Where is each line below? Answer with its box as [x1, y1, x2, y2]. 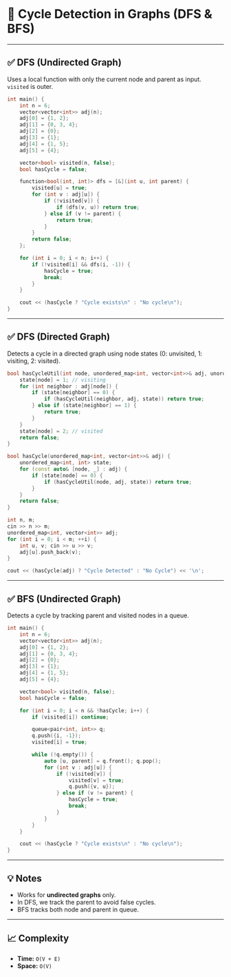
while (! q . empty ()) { [32, 751, 94, 758]
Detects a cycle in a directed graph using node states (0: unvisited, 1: [7, 349, 203, 358]
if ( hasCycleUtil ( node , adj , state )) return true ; [43, 478, 192, 485]
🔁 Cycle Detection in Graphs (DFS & [7, 6, 213, 22]
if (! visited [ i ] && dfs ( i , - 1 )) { [32, 261, 131, 268]
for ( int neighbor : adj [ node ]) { [19, 382, 118, 390]
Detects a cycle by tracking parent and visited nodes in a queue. [7, 611, 189, 619]
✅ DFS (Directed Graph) [7, 331, 111, 343]
